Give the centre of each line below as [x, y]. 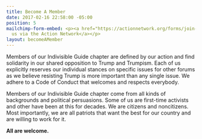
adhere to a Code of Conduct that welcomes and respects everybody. [93, 82]
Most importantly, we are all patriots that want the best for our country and [99, 113]
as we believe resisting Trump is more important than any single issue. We [98, 76]
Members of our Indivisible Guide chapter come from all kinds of [86, 94]
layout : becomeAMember [35, 40]
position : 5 [21, 23]
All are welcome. [28, 131]
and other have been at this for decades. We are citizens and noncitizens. [97, 106]
